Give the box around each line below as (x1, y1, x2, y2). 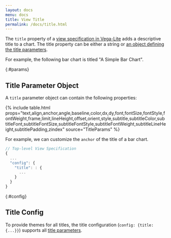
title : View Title (5, 17, 44, 22)
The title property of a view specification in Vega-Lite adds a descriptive (5, 36, 161, 42)
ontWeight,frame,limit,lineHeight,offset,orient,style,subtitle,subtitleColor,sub (5, 115, 165, 122)
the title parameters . (5, 46, 48, 53)
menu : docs (5, 12, 29, 17)
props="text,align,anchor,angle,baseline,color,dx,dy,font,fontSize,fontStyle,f (5, 110, 165, 116)
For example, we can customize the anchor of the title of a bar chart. (5, 136, 149, 142)
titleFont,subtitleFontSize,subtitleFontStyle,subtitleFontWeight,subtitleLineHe (5, 121, 166, 127)
